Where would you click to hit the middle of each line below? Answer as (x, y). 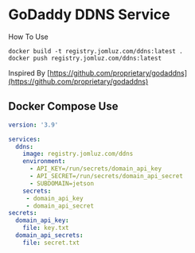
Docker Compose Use (63, 106)
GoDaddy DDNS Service (89, 15)
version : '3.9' (33, 125)
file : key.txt (46, 228)
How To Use (29, 37)
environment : (44, 162)
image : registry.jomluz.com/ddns (78, 154)
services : (25, 139)
